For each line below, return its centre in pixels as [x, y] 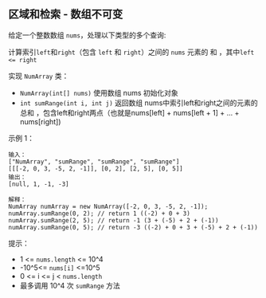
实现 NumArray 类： [39, 76]
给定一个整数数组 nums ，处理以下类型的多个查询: [87, 35]
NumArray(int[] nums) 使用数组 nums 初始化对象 [99, 92]
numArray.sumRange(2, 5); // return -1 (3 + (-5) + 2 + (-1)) [113, 220]
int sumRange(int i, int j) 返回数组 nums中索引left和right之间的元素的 [139, 103]
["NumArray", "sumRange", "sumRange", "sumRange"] [94, 162]
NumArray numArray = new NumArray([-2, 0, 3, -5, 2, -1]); [108, 206]
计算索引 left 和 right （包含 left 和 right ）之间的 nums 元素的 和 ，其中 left [131, 52]
